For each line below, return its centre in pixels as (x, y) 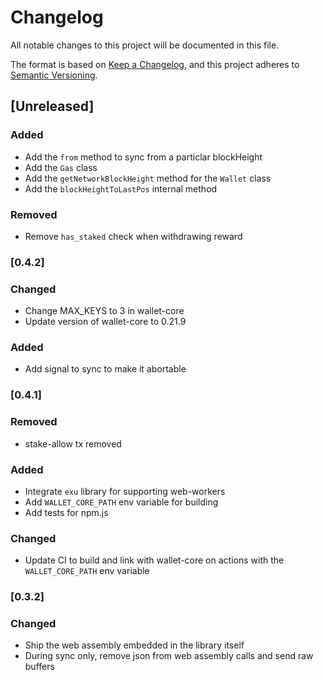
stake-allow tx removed (73, 443)
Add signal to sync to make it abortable (105, 369)
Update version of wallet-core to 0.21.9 (105, 322)
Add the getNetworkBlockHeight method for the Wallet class (148, 178)
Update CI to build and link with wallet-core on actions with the (154, 560)
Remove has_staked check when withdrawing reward (133, 236)
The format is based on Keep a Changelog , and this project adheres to (155, 64)
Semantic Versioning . (54, 75)
